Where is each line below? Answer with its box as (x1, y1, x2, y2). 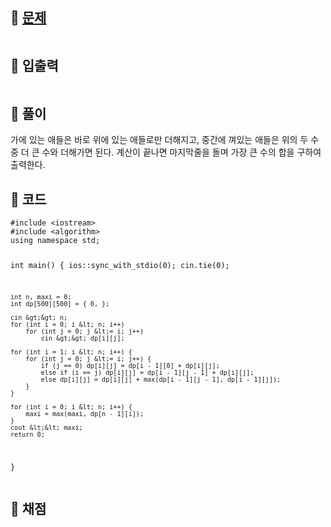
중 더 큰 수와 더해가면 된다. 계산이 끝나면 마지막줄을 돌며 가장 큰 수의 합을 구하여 (10, 146, 322, 158)
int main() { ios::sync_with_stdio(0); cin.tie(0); (10, 261, 230, 271)
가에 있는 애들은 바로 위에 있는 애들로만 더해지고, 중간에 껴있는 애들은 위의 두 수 (10, 134, 320, 146)
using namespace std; (10, 236, 101, 246)
